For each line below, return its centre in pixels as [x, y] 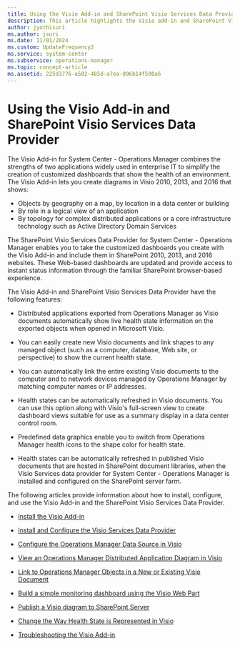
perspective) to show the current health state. [85, 357]
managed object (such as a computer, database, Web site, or [107, 350]
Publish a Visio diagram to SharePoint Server [84, 607]
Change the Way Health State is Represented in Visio [95, 621]
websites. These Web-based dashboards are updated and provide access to [120, 263]
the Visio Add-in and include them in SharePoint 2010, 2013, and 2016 [110, 255]
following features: [35, 299]
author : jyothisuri [36, 27]
